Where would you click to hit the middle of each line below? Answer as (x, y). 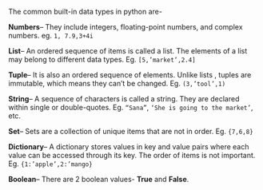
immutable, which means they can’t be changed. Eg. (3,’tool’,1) (117, 83)
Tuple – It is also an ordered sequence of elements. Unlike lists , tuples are (130, 75)
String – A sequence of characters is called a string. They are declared (124, 99)
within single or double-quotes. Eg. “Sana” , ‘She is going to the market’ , (131, 107)
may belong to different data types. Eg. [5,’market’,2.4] (102, 59)
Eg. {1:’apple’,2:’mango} (51, 164)
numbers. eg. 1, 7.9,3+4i (51, 36)
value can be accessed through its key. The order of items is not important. (132, 155)
